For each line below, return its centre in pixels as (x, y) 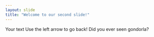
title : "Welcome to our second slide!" (48, 15)
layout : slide (20, 10)
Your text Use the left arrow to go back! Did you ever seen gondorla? (77, 29)
